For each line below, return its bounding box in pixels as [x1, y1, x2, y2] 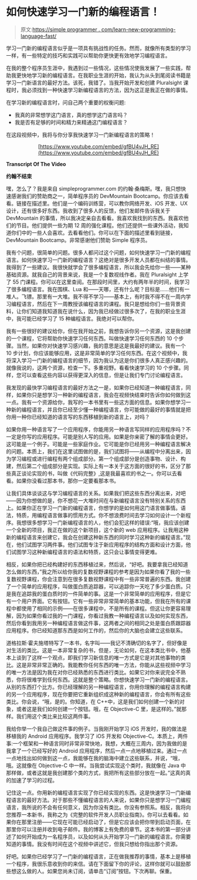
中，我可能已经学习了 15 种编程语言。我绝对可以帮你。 [6, 315, 138, 322]
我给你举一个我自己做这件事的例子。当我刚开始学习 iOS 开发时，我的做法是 [6, 725, 187, 732]
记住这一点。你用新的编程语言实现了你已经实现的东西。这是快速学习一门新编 [6, 789, 191, 796]
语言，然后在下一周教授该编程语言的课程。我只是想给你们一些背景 [21, 300, 181, 307]
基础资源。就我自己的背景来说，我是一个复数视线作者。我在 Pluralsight [6, 271, 177, 278]
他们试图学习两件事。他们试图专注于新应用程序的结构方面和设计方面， [16, 541, 186, 548]
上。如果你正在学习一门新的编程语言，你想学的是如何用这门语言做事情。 [6, 504, 181, 511]
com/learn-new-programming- [101, 26, 176, 33]
